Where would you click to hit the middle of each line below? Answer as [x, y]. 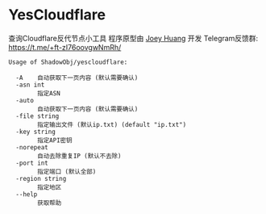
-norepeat [32, 147]
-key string [36, 132]
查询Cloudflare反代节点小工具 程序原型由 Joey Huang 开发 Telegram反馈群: [133, 38]
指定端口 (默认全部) [67, 171]
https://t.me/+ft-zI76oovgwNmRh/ [65, 47]
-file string [37, 116]
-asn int [30, 85]
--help [27, 194]
